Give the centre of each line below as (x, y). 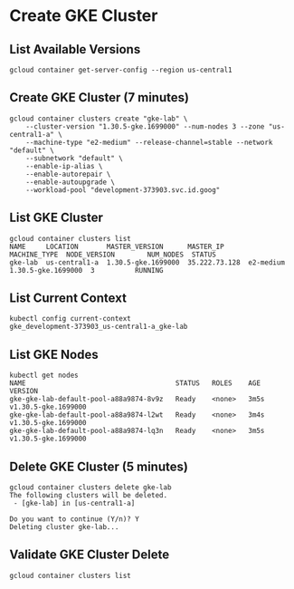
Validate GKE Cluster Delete (90, 555)
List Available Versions (75, 49)
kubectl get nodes (44, 376)
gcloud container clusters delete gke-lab (90, 488)
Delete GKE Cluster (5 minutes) (99, 466)
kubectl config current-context (70, 319)
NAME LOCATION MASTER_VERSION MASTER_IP (117, 246)
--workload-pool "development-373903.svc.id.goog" (123, 190)
